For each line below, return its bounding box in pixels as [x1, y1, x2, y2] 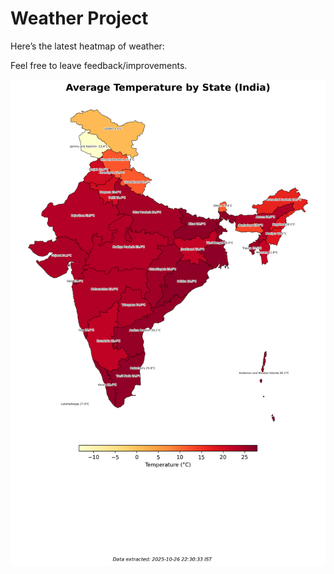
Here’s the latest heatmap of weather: [10, 40, 165, 52]
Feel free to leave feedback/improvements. [10, 59, 188, 71]
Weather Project [10, 7, 149, 30]
